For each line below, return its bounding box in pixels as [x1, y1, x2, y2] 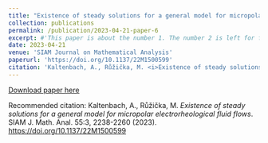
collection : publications [8, 19, 94, 27]
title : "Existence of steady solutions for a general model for [8, 11, 227, 20]
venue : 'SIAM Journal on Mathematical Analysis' [8, 48, 173, 56]
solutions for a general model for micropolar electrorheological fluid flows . [8, 109, 254, 118]
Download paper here [8, 85, 80, 95]
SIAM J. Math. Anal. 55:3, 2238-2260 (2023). [8, 117, 157, 127]
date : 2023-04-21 [8, 41, 66, 49]
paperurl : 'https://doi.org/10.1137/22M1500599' [8, 56, 173, 64]
